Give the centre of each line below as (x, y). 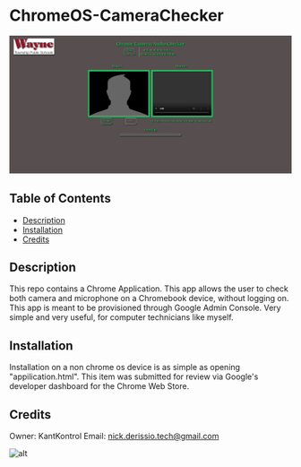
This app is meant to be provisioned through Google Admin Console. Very (145, 308)
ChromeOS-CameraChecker (116, 16)
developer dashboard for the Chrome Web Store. (99, 386)
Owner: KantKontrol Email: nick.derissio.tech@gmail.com (114, 437)
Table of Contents (60, 199)
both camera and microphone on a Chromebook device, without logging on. (149, 298)
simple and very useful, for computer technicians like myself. (122, 317)
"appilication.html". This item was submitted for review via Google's (134, 376)
